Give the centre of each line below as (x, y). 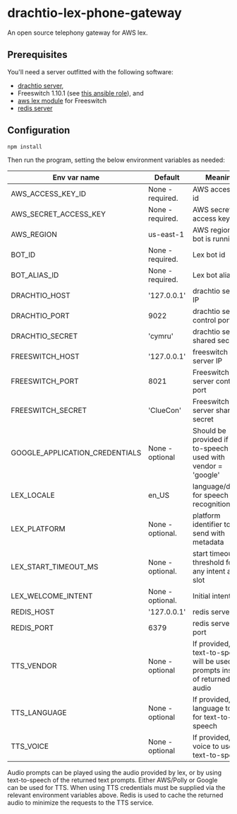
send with (209, 533)
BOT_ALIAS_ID (35, 275)
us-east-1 (166, 234)
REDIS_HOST (33, 612)
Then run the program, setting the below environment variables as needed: (116, 160)
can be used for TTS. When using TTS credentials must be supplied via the (116, 787)
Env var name (76, 177)
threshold (208, 562)
